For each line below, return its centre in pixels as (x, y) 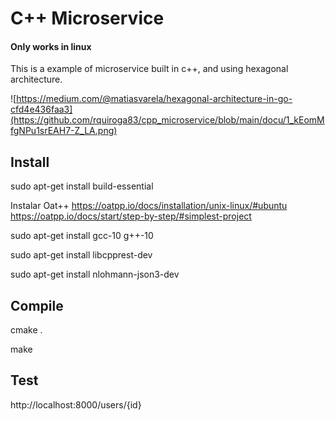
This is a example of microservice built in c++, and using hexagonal (149, 69)
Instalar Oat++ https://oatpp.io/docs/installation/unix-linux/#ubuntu (149, 206)
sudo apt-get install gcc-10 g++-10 (82, 236)
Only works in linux (51, 46)
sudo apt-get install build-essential (82, 186)
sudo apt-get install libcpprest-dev (81, 255)
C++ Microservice (87, 18)
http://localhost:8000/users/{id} (76, 404)
